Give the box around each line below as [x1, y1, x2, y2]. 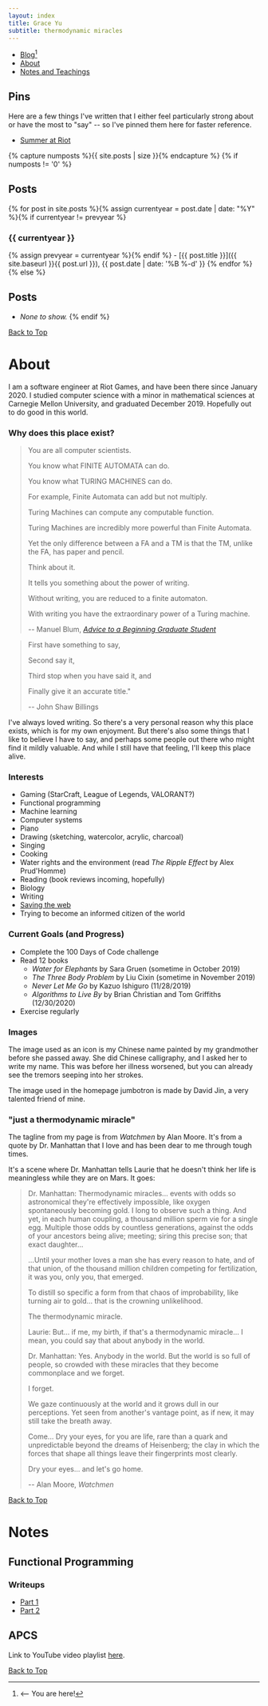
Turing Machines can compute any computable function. [27, 507, 215, 517]
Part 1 [19, 1597, 39, 1607]
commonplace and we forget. [27, 1368, 125, 1378]
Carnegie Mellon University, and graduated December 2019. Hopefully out [8, 398, 252, 408]
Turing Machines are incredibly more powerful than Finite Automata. [27, 523, 252, 532]
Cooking [19, 849, 48, 859]
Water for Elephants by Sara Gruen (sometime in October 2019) [31, 963, 241, 973]
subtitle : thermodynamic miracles [8, 26, 124, 34]
